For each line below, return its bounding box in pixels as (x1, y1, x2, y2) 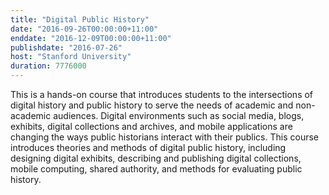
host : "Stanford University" (10, 52, 132, 62)
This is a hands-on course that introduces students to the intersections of (10, 89, 314, 100)
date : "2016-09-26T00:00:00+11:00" (10, 24, 159, 34)
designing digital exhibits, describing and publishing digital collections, (10, 152, 302, 164)
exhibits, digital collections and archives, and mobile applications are (10, 121, 293, 132)
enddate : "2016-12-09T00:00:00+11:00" (10, 33, 172, 43)
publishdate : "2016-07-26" (10, 42, 123, 53)
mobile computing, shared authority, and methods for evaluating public (10, 163, 303, 175)
